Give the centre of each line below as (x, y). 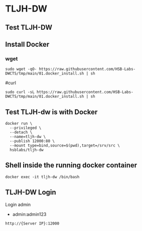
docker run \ (19, 124)
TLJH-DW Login (31, 192)
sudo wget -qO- (21, 69)
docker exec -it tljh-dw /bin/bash (42, 177)
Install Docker (27, 44)
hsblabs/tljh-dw (27, 150)
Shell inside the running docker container (71, 165)
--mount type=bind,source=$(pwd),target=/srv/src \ (65, 146)
